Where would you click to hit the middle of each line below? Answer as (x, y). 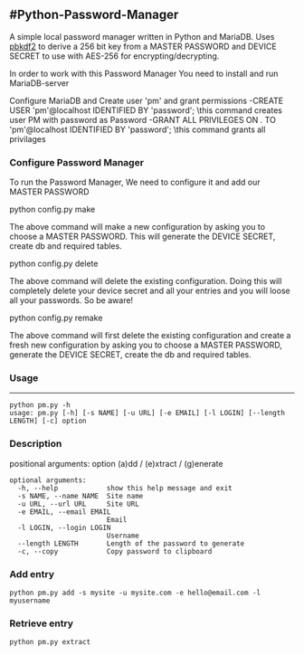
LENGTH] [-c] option (48, 421)
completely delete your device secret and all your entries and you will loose (150, 291)
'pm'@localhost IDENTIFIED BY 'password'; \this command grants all (138, 129)
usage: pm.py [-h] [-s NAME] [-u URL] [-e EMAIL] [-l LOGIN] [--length (147, 413)
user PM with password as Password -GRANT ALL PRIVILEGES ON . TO (142, 119)
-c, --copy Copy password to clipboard (115, 551)
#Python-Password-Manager (94, 15)
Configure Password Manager (77, 162)
